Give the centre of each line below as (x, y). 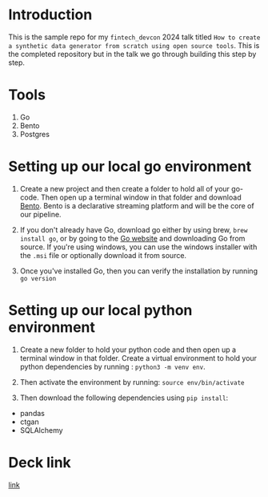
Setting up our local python (100, 310)
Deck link (40, 462)
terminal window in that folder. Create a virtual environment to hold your (138, 358)
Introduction (50, 15)
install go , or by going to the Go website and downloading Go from (132, 238)
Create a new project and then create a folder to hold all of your (125, 188)
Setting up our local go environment (130, 167)
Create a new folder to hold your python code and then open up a (128, 350)
